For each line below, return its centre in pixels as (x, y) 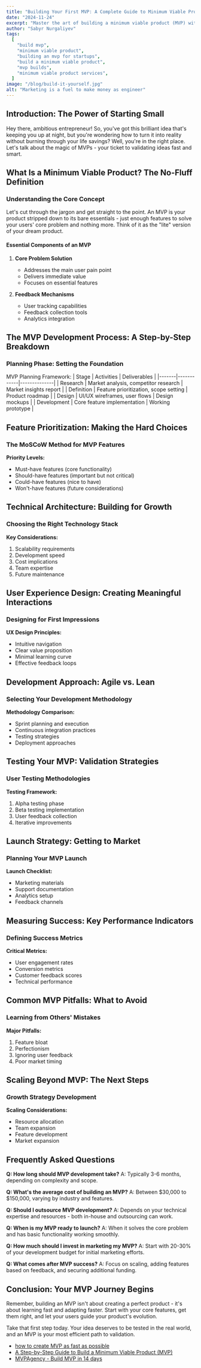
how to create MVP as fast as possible (62, 1346)
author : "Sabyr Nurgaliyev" (41, 28)
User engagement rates (44, 963)
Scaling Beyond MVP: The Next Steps (78, 1080)
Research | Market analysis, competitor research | (122, 383)
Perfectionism (32, 1048)
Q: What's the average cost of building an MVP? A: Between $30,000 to (96, 1192)
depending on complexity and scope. (52, 1181)
